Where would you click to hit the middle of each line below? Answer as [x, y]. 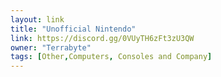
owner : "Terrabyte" [51, 47]
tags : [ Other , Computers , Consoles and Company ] [111, 57]
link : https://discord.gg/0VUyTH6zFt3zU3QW [102, 38]
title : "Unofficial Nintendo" [73, 29]
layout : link [37, 19]
